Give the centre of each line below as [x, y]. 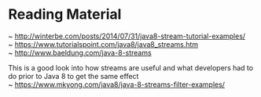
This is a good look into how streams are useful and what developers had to [131, 67]
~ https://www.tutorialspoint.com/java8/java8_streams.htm [103, 44]
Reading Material [65, 14]
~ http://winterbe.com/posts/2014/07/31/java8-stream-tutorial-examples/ [127, 36]
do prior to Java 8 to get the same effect [74, 76]
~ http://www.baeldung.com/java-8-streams [80, 52]
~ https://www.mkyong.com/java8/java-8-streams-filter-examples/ [117, 84]
